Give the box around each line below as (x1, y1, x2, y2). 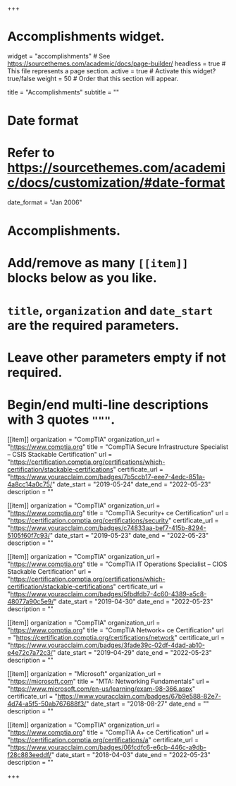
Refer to (7, 145, 55, 161)
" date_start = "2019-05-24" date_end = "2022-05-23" (51, 480, 211, 489)
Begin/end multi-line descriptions (7, 397, 209, 412)
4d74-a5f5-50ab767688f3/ (7, 699, 87, 708)
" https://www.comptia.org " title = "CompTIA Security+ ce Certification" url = (7, 508, 230, 517)
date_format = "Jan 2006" (7, 198, 82, 207)
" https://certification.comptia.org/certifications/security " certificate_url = (7, 516, 219, 524)
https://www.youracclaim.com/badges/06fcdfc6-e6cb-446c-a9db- (10, 743, 206, 751)
